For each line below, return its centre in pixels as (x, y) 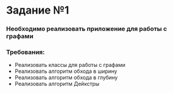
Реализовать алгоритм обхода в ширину (66, 71)
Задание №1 (38, 10)
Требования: (26, 52)
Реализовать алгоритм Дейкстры (57, 84)
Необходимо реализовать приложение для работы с (86, 29)
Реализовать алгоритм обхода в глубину (66, 78)
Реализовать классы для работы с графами (70, 65)
